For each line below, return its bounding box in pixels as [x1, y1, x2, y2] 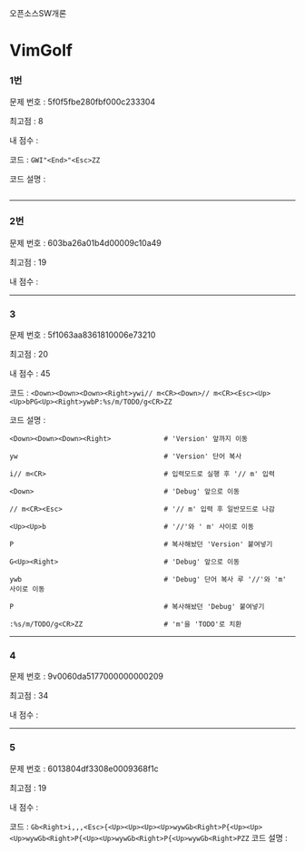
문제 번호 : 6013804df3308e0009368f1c [9, 763, 159, 774]
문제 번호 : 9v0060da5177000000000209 [9, 671, 163, 682]
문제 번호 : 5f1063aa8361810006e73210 [9, 329, 156, 340]
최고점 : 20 [9, 348, 48, 360]
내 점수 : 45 [9, 368, 51, 379]
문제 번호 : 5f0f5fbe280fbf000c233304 [9, 96, 156, 107]
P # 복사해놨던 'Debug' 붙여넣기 [9, 602, 265, 612]
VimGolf [9, 40, 73, 61]
